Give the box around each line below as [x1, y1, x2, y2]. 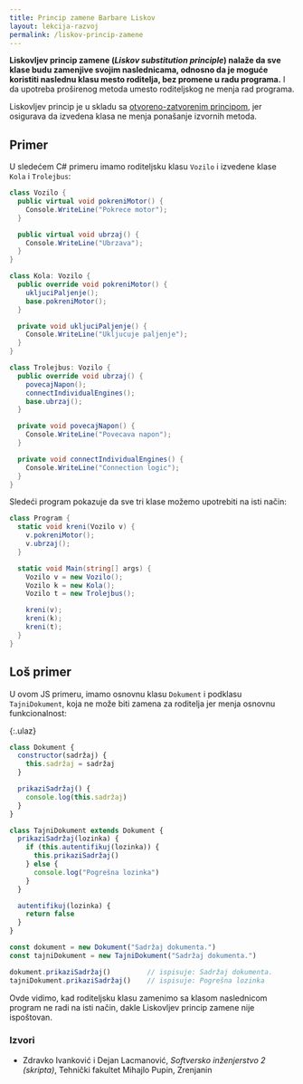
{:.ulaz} [9, 725, 37, 736]
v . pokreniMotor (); [25, 531, 95, 540]
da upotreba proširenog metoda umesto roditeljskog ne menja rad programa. [9, 83, 295, 95]
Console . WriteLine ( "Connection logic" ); [25, 463, 180, 472]
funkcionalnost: [9, 707, 68, 718]
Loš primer [9, 665, 72, 680]
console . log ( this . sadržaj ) [25, 792, 128, 801]
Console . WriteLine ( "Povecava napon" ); [25, 430, 172, 439]
